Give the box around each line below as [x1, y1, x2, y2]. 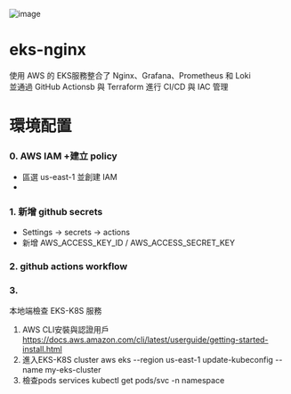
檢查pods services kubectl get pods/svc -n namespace [21, 374, 225, 385]
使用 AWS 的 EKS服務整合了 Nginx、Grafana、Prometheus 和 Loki [9, 70, 251, 80]
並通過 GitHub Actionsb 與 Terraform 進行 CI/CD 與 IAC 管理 [9, 81, 229, 92]
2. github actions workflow [9, 259, 128, 272]
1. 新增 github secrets [9, 206, 103, 218]
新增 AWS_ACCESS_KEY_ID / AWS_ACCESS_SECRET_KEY [21, 237, 236, 248]
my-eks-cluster [44, 364, 101, 374]
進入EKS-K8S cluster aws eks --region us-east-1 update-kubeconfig [21, 354, 274, 365]
